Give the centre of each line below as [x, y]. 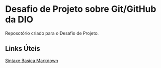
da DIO [19, 19]
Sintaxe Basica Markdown [32, 61]
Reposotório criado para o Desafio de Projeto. [52, 33]
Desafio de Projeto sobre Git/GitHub [81, 9]
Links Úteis [23, 49]
